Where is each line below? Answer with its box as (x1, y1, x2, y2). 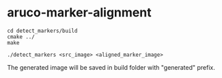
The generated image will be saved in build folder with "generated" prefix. (7, 63, 215, 71)
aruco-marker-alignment (7, 5, 152, 21)
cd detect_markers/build (7, 27, 78, 34)
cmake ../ (7, 33, 36, 40)
